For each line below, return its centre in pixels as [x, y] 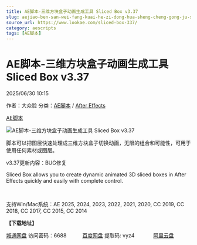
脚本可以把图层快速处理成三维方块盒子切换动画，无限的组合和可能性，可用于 [98, 143]
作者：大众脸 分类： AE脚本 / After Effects [56, 106]
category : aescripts [31, 28]
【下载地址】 [21, 223]
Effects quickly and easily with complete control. [64, 181]
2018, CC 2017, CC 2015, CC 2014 [47, 211]
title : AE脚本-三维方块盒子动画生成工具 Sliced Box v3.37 [72, 11]
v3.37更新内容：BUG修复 [36, 163]
